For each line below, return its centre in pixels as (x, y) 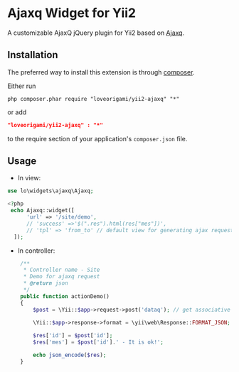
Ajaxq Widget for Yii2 (72, 13)
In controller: (36, 251)
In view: (29, 178)
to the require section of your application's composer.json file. (97, 138)
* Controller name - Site (62, 270)
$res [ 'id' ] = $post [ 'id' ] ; (73, 336)
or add (17, 112)
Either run (22, 86)
